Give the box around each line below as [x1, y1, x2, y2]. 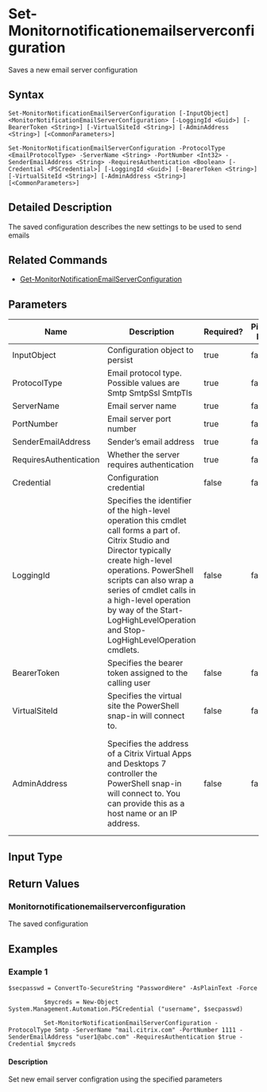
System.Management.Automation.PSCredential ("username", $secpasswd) [8, 1005, 244, 1013]
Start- [160, 605, 184, 616]
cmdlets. [106, 645, 140, 656]
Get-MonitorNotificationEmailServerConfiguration [19, 274, 183, 284]
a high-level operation [106, 595, 191, 606]
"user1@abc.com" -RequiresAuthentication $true [75, 1033, 237, 1041]
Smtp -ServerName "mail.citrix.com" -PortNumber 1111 [54, 1026, 237, 1034]
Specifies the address [106, 738, 189, 749]
